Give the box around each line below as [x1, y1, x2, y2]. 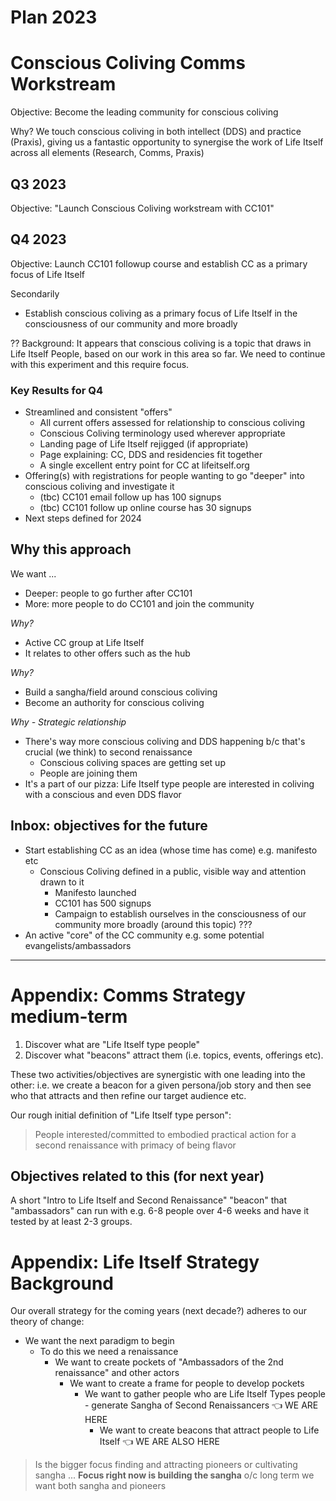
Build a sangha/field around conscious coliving [24, 686, 218, 698]
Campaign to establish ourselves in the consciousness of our [54, 907, 307, 920]
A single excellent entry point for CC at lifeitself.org [39, 459, 250, 471]
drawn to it [39, 876, 85, 888]
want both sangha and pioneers [34, 1480, 167, 1492]
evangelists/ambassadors [24, 939, 132, 951]
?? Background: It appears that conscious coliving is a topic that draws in [10, 337, 312, 349]
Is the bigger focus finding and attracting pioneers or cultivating [34, 1459, 298, 1471]
